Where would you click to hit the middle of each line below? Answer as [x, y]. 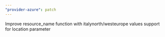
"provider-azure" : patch [31, 10]
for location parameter [28, 29]
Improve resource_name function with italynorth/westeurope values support [82, 24]
